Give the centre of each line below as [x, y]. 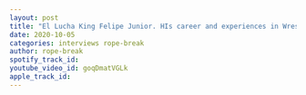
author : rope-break [46, 52]
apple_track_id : [40, 77]
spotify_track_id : [44, 60]
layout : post [34, 18]
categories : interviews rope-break [77, 43]
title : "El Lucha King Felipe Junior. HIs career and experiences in [144, 26]
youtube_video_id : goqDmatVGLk [69, 69]
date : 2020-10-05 [42, 34]
